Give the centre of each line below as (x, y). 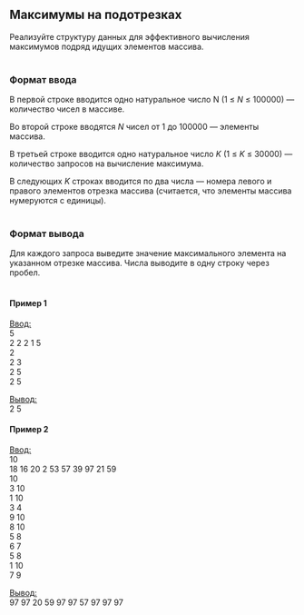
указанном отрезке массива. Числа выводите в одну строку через (139, 263)
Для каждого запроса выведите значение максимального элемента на (148, 253)
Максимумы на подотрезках (96, 15)
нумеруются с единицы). (58, 201)
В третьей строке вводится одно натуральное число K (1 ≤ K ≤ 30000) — (151, 154)
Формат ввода (43, 79)
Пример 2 (29, 430)
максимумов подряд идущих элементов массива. (107, 46)
